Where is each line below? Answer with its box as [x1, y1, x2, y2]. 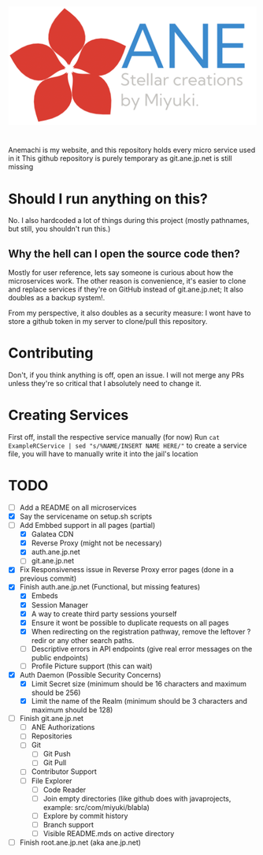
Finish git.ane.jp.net [19, 714, 84, 723]
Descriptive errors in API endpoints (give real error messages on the [31, 644, 253, 653]
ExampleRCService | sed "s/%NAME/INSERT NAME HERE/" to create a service [8, 441, 247, 450]
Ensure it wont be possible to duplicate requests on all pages [31, 618, 230, 627]
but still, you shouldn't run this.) [8, 224, 111, 234]
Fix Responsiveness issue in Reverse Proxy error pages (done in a [19, 565, 234, 574]
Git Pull [43, 758, 67, 768]
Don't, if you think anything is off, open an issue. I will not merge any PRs [8, 370, 245, 380]
